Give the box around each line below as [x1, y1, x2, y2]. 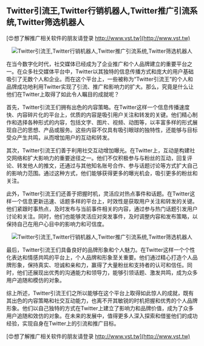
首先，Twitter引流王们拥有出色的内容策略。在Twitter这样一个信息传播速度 [6, 103, 190, 110]
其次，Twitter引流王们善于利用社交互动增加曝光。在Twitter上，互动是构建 [6, 146, 190, 154]
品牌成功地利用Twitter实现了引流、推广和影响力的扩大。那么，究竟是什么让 [6, 83, 194, 90]
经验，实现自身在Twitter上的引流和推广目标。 [6, 319, 120, 327]
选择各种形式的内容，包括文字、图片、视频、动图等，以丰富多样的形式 [16, 118, 192, 126]
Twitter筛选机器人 [17, 17, 85, 27]
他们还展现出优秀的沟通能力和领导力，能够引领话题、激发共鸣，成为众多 [16, 269, 198, 276]
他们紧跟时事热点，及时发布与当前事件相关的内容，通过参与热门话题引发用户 [6, 205, 198, 212]
